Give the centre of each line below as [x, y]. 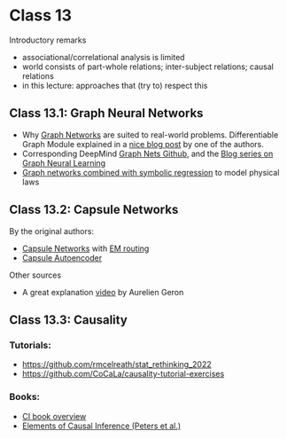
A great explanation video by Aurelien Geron [103, 292]
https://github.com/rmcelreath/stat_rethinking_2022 [116, 365]
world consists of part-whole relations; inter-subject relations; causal [148, 67]
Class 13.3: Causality [69, 320]
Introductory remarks [48, 40]
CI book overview [54, 416]
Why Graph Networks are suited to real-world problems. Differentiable [150, 135]
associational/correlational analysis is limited [103, 57]
